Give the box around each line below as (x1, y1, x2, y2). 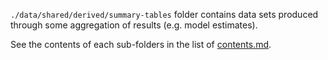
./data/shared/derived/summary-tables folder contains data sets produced (10, 9, 319, 20)
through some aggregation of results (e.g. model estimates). (10, 19, 258, 31)
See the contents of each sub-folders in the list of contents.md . (10, 39, 272, 50)
